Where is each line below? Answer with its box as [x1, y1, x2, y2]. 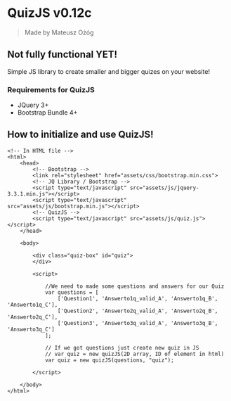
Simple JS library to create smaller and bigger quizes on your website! [7, 67, 211, 75]
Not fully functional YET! [7, 49, 118, 61]
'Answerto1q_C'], [7, 301, 58, 308]
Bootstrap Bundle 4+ [17, 108, 78, 117]
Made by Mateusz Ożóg [24, 28, 94, 37]
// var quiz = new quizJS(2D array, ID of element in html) [44, 350, 225, 357]
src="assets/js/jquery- [129, 184, 199, 191]
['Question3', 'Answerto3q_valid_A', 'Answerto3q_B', [57, 319, 218, 326]
